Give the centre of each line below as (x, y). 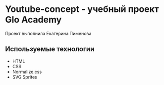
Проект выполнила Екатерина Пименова (48, 33)
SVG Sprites (25, 77)
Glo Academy (33, 20)
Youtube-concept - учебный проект (82, 9)
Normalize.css (27, 72)
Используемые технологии (50, 49)
